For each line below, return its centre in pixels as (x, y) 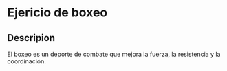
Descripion (31, 38)
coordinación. (27, 61)
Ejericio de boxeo (57, 13)
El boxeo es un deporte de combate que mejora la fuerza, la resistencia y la (114, 54)
